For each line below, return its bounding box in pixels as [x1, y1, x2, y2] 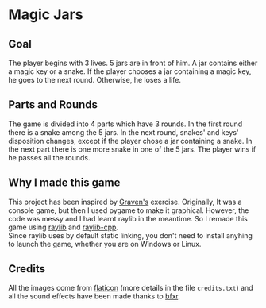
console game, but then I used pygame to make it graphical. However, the [8, 205, 249, 215]
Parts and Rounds [8, 98, 98, 112]
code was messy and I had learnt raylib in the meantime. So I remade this [8, 214, 248, 223]
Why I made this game [8, 176, 121, 190]
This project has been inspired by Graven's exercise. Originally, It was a [8, 197, 242, 206]
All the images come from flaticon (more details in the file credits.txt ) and [8, 283, 253, 293]
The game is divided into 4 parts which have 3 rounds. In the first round [8, 119, 243, 129]
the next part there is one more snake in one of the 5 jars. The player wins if [8, 144, 256, 154]
